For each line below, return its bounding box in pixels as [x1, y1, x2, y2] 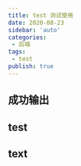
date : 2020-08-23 [8, 19, 65, 27]
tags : [8, 48, 26, 56]
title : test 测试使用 [8, 11, 74, 20]
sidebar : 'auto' [8, 26, 61, 34]
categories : [8, 33, 47, 41]
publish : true [8, 63, 55, 70]
